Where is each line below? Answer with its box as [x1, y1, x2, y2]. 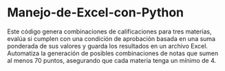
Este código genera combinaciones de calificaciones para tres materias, [7, 27, 212, 35]
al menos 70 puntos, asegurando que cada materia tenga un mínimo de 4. [7, 56, 217, 64]
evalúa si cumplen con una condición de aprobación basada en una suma [7, 34, 215, 42]
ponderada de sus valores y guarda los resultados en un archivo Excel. [7, 42, 208, 50]
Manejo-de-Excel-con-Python [7, 5, 184, 20]
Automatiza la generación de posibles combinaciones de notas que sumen [7, 49, 219, 57]
